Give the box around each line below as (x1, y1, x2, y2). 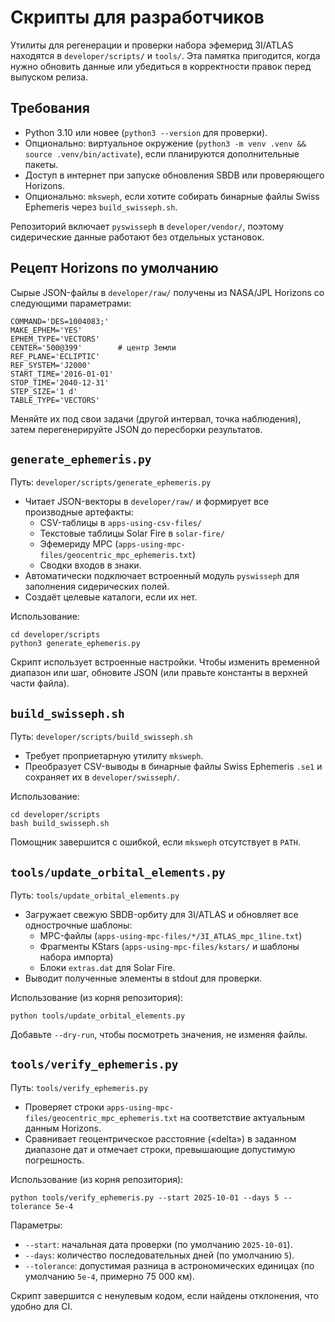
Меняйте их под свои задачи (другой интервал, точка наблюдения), (10, 412, 302, 425)
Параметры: (10, 1219, 63, 1231)
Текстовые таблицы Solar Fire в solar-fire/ (39, 527, 225, 540)
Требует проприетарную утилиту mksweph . (24, 750, 204, 762)
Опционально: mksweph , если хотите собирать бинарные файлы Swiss (24, 190, 320, 202)
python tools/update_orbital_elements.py (10, 1011, 186, 1021)
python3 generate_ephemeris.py (10, 639, 141, 649)
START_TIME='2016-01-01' (10, 369, 114, 379)
